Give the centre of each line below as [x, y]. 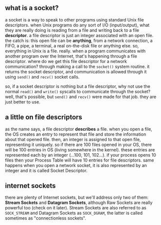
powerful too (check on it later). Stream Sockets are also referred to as [76, 208]
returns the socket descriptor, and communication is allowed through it [76, 72]
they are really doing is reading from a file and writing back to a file [72, 30]
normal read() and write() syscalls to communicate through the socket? [78, 91]
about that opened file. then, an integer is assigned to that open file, [73, 139]
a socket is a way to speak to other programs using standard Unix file [75, 20]
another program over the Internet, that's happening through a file [71, 56]
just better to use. [23, 102]
